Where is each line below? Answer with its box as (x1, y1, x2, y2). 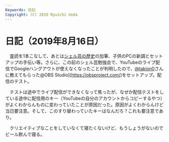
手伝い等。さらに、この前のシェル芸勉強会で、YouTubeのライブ (22, 59, 156, 66)
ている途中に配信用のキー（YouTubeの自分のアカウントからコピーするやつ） (5, 96, 163, 102)
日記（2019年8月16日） (5, 35, 104, 47)
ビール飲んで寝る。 (5, 131, 45, 137)
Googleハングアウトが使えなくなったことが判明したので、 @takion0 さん (14, 66, 164, 72)
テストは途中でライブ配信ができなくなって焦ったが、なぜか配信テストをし (9, 89, 164, 95)
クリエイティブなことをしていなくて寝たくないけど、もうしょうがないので (9, 125, 163, 131)
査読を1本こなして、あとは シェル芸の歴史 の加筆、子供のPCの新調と (9, 53, 150, 59)
